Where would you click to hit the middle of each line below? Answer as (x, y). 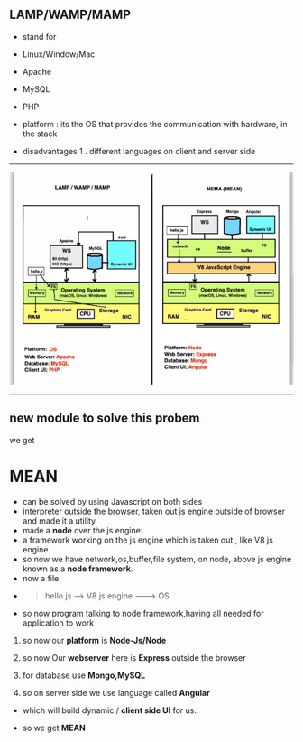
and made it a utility (59, 520)
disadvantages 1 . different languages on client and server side (139, 151)
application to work (58, 623)
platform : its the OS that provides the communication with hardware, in (155, 124)
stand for (39, 36)
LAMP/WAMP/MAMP (70, 15)
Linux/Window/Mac (59, 54)
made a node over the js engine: (83, 530)
